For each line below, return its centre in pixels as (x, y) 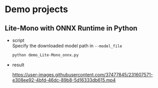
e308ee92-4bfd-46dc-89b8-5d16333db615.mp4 (64, 80)
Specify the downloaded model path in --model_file (67, 46)
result (18, 65)
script (18, 40)
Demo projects (36, 9)
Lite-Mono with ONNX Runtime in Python (71, 28)
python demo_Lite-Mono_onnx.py (45, 55)
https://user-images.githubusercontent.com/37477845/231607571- (83, 74)
